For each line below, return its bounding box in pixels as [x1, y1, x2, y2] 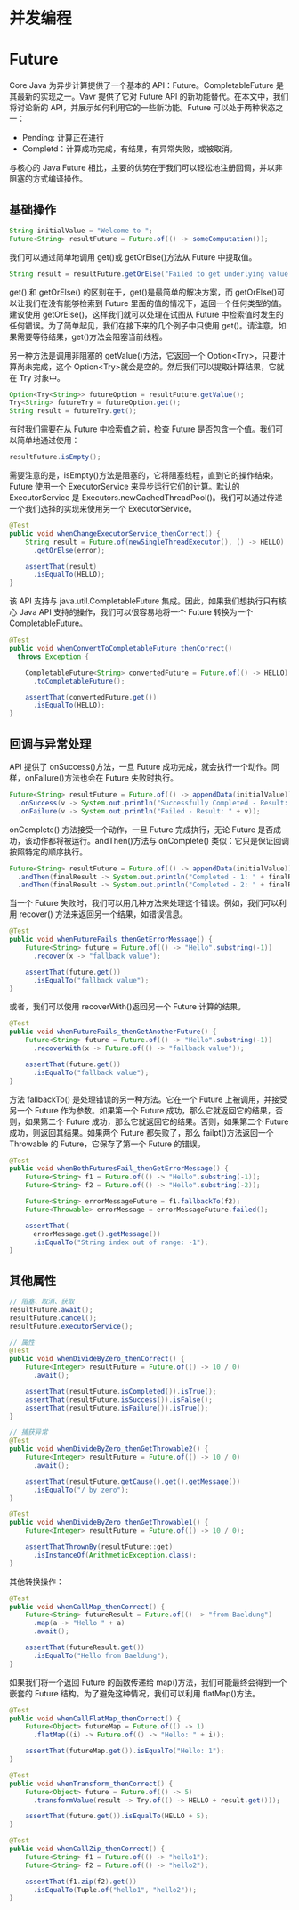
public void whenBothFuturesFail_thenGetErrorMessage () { [9, 1164, 229, 1173]
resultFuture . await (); [9, 1305, 93, 1314]
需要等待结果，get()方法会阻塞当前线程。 [16, 331, 167, 342]
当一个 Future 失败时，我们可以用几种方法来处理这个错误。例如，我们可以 [9, 898, 279, 909]
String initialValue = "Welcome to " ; [9, 226, 153, 235]
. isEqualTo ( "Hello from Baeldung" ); [32, 1651, 169, 1660]
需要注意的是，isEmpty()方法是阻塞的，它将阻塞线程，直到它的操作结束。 [9, 470, 279, 481]
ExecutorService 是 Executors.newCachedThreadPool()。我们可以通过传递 [9, 492, 283, 503]
